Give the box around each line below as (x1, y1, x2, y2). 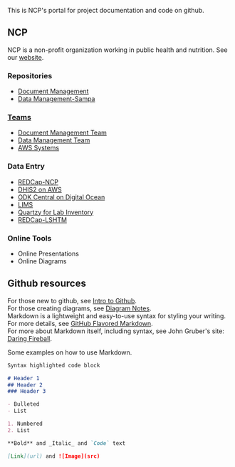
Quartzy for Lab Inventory (17, 208, 94, 216)
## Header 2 (7, 381, 43, 389)
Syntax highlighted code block (7, 362, 100, 369)
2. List (7, 426, 31, 434)
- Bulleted (7, 401, 40, 408)
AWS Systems (17, 144, 59, 152)
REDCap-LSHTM (17, 215, 68, 224)
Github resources (7, 278, 87, 290)
